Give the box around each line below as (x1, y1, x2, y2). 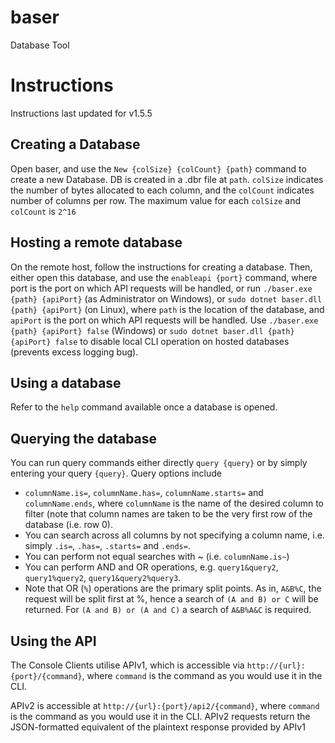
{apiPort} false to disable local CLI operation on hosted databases (10, 335, 290, 347)
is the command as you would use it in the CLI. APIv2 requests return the (10, 710, 311, 722)
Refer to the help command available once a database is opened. (10, 401, 278, 413)
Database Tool (10, 39, 70, 51)
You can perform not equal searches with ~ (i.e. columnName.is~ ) (24, 551, 290, 563)
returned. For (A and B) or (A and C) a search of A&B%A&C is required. (24, 604, 312, 616)
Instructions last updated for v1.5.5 (10, 107, 153, 119)
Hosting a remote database (10, 234, 183, 251)
